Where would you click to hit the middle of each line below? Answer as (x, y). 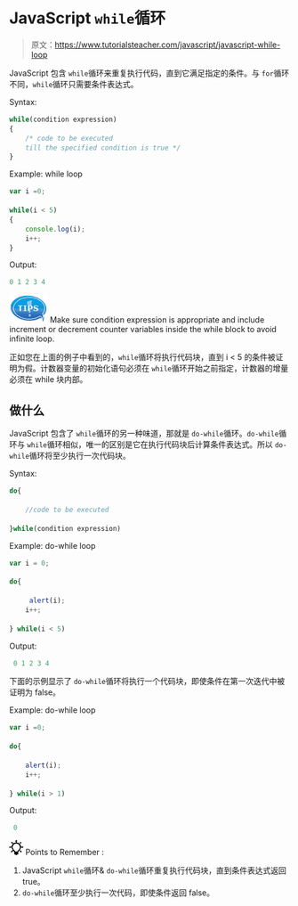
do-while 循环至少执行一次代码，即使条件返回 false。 (118, 893)
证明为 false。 (35, 692)
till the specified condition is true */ (103, 148)
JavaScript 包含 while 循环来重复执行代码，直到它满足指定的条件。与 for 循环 (149, 73)
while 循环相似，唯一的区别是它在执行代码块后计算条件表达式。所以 (149, 445)
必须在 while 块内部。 (48, 380)
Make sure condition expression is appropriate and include (157, 320)
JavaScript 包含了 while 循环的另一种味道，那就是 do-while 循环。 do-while (144, 434)
